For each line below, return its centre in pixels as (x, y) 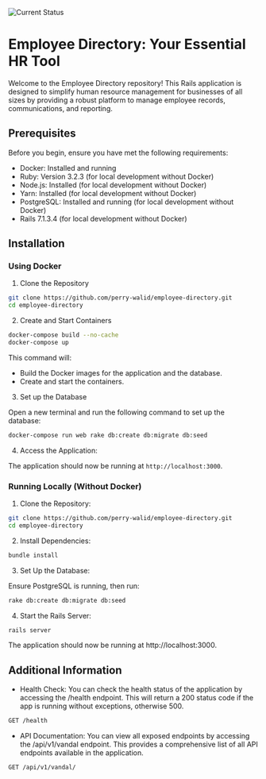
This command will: (40, 357)
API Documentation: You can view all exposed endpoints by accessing (135, 736)
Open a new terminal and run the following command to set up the (116, 412)
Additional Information (65, 670)
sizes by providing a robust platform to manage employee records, (117, 100)
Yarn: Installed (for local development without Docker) (108, 193)
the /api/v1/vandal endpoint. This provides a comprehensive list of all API (139, 744)
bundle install (33, 555)
